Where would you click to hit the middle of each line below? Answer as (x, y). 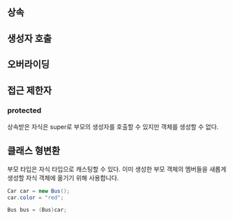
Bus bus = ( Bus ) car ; (37, 210)
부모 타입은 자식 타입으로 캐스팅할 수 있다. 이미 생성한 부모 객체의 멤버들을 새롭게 (117, 169)
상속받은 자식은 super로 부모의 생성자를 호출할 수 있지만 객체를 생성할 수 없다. (113, 126)
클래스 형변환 (34, 151)
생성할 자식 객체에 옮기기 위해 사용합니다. (63, 177)
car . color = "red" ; (36, 198)
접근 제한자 (30, 90)
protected (24, 110)
